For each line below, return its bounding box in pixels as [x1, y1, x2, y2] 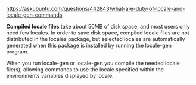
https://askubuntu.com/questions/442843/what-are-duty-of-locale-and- [6, 5, 185, 12]
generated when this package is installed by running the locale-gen [6, 42, 172, 49]
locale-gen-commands [6, 11, 63, 18]
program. [6, 48, 29, 55]
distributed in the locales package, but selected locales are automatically [6, 36, 185, 42]
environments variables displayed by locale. [6, 73, 114, 79]
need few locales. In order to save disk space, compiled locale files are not [6, 29, 189, 36]
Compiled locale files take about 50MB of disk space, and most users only [6, 23, 191, 30]
